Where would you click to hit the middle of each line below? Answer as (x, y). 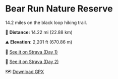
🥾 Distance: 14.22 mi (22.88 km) (39, 32)
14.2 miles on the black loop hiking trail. (46, 22)
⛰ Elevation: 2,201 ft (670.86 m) (39, 42)
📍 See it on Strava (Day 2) (32, 61)
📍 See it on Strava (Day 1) (32, 52)
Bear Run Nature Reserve (59, 9)
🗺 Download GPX (25, 71)
